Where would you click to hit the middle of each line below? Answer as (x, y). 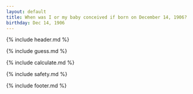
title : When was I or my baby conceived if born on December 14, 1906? (96, 17)
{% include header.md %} (38, 40)
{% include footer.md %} (37, 86)
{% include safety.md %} (37, 74)
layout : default (26, 12)
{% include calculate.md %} (40, 62)
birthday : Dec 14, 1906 (36, 23)
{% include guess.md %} (37, 51)
